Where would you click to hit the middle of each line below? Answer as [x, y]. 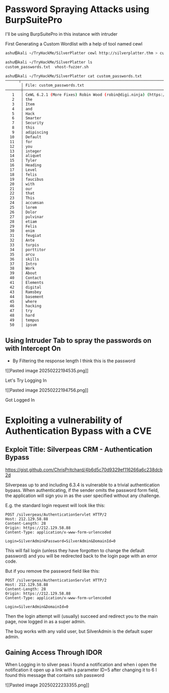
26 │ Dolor [23, 212]
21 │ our [21, 189]
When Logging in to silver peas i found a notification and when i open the [81, 665]
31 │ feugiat [26, 236]
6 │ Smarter [27, 118]
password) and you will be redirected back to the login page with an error [81, 556]
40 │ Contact [26, 278]
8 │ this [23, 128]
